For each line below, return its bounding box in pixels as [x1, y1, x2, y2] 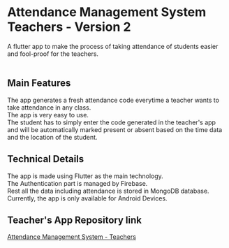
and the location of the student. [7, 133, 98, 141]
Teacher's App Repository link [7, 214, 142, 226]
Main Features [7, 78, 71, 89]
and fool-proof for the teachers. [7, 50, 99, 58]
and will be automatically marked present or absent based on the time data [7, 125, 223, 133]
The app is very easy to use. [7, 110, 89, 119]
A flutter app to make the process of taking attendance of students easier [7, 42, 219, 50]
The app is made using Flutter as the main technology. [7, 172, 164, 180]
